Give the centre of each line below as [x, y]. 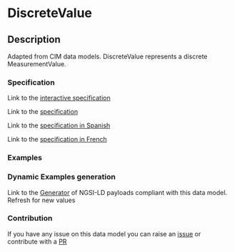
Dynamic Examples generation [62, 177]
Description [34, 40]
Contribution [30, 219]
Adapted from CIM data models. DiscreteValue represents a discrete [108, 56]
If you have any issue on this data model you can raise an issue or [104, 233]
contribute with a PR [37, 241]
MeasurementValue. [37, 64]
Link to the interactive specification [59, 98]
